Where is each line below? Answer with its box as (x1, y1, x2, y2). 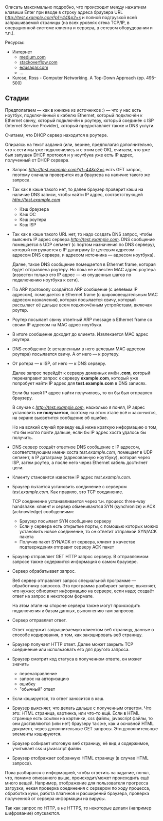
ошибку (19, 681, 36, 687)
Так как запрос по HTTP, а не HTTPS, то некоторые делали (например (5, 805, 152, 811)
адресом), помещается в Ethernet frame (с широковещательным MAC (12, 291, 158, 297)
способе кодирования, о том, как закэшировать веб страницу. (12, 632, 143, 638)
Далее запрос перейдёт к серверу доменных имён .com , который (12, 370, 151, 376)
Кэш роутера (19, 217, 47, 222)
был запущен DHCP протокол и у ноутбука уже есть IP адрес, (5, 152, 134, 158)
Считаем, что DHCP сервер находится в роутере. (5, 132, 109, 138)
